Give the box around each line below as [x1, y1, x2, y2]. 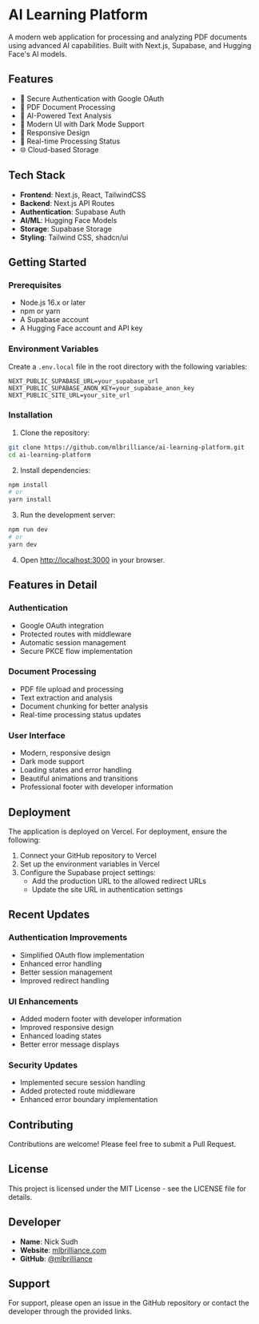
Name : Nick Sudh [19, 1237, 78, 1246]
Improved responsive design [19, 1022, 114, 1031]
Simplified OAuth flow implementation [19, 950, 145, 959]
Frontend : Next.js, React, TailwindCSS [19, 190, 146, 200]
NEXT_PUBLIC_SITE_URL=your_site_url [8, 391, 130, 399]
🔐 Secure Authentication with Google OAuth [19, 94, 165, 103]
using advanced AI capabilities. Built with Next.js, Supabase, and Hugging [8, 40, 252, 50]
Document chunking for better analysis [19, 701, 149, 711]
